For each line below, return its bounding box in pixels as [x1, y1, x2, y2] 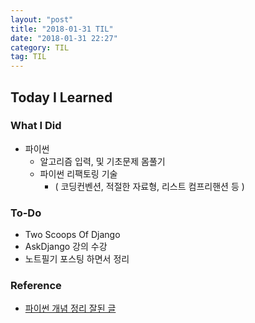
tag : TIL [10, 52, 47, 62]
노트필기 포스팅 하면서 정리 [24, 253, 130, 265]
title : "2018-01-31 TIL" [10, 24, 114, 34]
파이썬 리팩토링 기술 [39, 167, 118, 180]
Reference [10, 279, 62, 293]
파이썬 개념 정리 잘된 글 [24, 302, 117, 315]
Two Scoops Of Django [24, 229, 121, 241]
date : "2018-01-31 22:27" [10, 33, 118, 43]
